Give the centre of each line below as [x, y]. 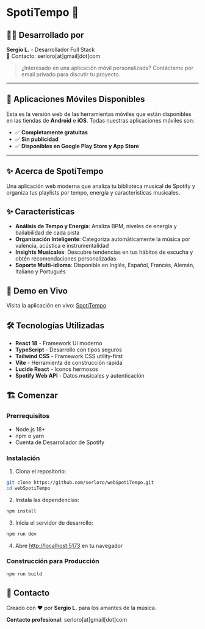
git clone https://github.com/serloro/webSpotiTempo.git [80, 483]
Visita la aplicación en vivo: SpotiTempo [56, 306]
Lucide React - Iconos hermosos [57, 369]
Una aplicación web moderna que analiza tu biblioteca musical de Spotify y [101, 186]
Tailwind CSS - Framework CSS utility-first [69, 356]
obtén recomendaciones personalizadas [66, 259]
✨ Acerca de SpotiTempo [55, 171]
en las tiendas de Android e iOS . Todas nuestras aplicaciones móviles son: [100, 120]
